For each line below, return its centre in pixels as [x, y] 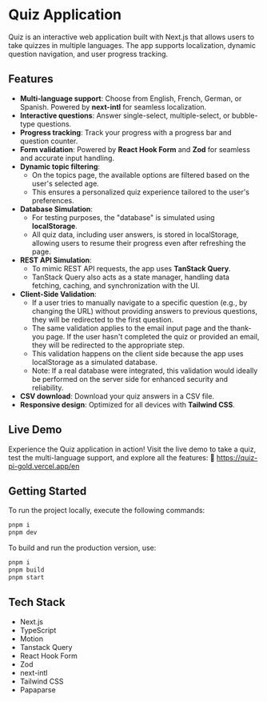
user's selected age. [66, 183]
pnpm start [26, 577]
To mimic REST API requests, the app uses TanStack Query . [131, 268]
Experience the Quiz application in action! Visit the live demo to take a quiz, [132, 449]
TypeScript [38, 630]
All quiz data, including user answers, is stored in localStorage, [135, 235]
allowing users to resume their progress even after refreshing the [139, 243]
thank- [241, 328]
